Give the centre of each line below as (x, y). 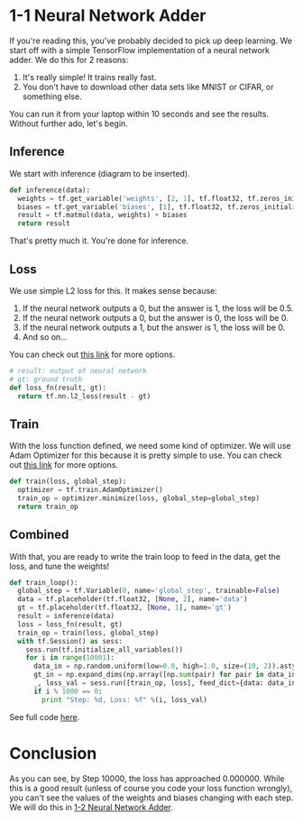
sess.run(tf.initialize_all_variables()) (104, 650)
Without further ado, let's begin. (69, 123)
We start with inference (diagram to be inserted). (100, 173)
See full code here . (45, 716)
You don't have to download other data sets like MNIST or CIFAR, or (148, 87)
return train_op (48, 506)
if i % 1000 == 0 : (68, 691)
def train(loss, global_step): (68, 482)
